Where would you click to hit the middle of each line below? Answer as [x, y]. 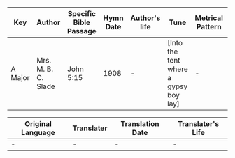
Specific [82, 14]
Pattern [209, 27]
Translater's [198, 124]
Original [38, 124]
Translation [140, 124]
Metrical [209, 18]
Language [38, 133]
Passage [82, 31]
